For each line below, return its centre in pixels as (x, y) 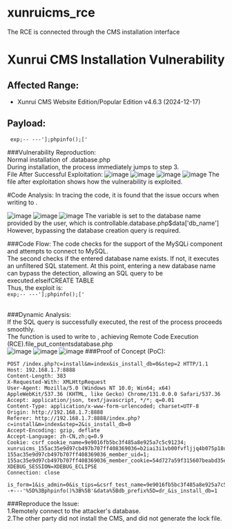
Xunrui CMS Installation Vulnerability (116, 60)
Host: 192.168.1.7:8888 (41, 370)
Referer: (20, 418)
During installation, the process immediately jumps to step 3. (93, 166)
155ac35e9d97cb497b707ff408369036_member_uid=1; (78, 454)
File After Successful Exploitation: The (113, 174)
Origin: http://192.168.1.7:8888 (55, 412)
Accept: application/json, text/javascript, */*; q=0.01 (91, 400)
